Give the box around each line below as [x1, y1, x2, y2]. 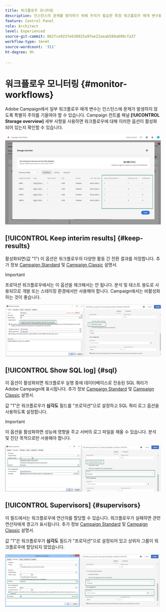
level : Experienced [5, 29, 45, 34]
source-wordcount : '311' [5, 44, 56, 49]
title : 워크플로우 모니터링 [5, 8, 53, 13]
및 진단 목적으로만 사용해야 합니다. [5, 435, 71, 441]
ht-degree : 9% [5, 49, 35, 54]
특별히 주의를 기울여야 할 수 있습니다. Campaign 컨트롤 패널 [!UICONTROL [14, 112, 160, 118]
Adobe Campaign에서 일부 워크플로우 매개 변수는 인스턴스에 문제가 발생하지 [5, 106, 153, 112]
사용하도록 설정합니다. [5, 409, 48, 415]
